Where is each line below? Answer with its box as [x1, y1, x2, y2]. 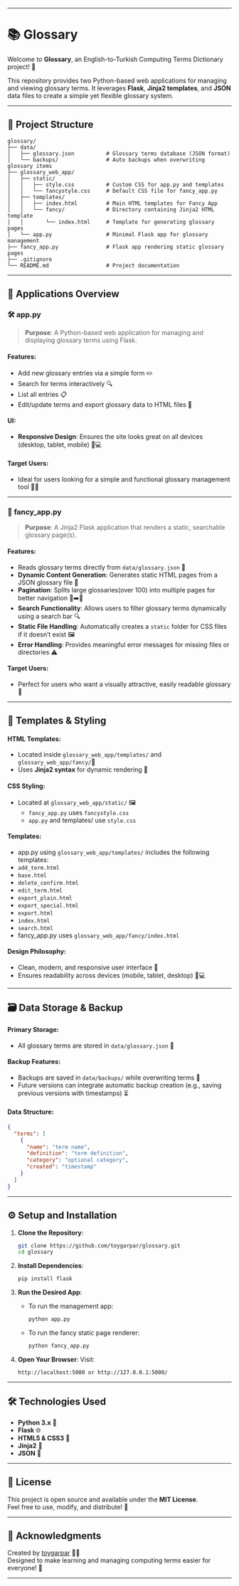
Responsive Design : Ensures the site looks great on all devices [17, 432, 203, 441]
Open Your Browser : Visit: [17, 1355, 95, 1363]
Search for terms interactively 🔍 [17, 379, 113, 388]
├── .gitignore [7, 255, 53, 263]
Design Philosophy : [7, 947, 66, 956]
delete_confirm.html [17, 879, 79, 886]
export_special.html [17, 902, 79, 909]
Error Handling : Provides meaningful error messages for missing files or [17, 640, 230, 649]
